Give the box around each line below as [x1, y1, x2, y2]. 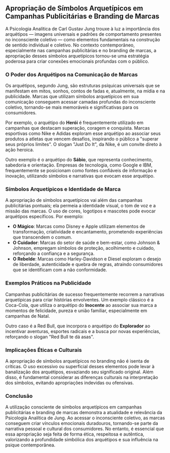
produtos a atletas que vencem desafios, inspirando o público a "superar [5, 136, 159, 142]
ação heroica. [5, 147, 34, 153]
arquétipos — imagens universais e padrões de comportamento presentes [5, 31, 162, 37]
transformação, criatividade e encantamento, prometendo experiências [12, 229, 163, 235]
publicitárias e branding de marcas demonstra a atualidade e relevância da [5, 410, 162, 416]
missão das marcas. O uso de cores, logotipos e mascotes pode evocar [5, 208, 156, 214]
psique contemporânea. [5, 442, 56, 448]
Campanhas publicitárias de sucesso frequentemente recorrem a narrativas [5, 291, 164, 297]
